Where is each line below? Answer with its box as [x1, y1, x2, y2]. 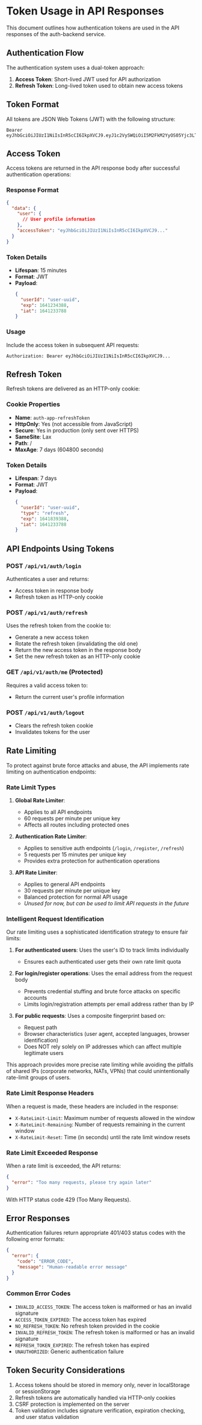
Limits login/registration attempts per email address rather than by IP [23, 1000, 194, 1008]
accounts [23, 994, 47, 1002]
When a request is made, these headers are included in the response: [6, 1103, 179, 1110]
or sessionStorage [14, 1388, 61, 1395]
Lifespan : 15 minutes [14, 266, 67, 274]
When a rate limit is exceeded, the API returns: [6, 1162, 121, 1169]
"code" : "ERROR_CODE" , [17, 1258, 74, 1264]
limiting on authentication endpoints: [6, 768, 97, 775]
